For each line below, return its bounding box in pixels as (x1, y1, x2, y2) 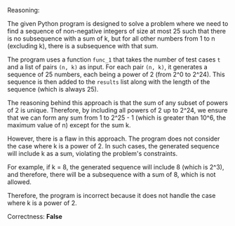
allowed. (7, 178, 32, 186)
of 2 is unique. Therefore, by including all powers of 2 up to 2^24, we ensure (7, 106, 228, 114)
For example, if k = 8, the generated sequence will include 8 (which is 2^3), (7, 163, 224, 171)
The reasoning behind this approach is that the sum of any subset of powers (7, 99, 228, 107)
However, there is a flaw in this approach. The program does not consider (7, 134, 220, 143)
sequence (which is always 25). (7, 85, 99, 93)
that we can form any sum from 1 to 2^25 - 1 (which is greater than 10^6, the (7, 113, 227, 122)
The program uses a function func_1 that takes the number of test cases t (7, 55, 221, 64)
